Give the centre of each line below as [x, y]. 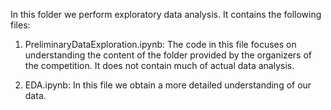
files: [20, 25]
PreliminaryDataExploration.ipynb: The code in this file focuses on [160, 44]
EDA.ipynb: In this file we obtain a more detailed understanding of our [168, 85]
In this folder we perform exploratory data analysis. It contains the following [166, 14]
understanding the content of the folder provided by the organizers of [168, 55]
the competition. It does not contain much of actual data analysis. [159, 65]
